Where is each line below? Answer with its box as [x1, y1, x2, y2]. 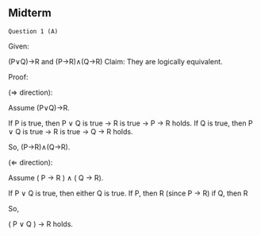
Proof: [8, 72, 29, 82]
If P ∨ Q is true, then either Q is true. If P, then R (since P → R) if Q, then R [8, 188, 248, 198]
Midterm [8, 6, 52, 20]
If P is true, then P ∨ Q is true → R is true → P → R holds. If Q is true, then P [8, 118, 253, 128]
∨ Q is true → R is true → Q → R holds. [8, 126, 133, 136]
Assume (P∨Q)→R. [8, 103, 70, 112]
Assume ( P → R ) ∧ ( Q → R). [8, 172, 104, 182]
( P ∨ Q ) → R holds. [8, 219, 74, 229]
